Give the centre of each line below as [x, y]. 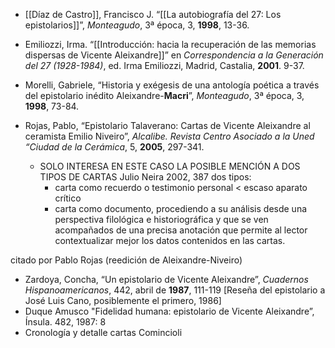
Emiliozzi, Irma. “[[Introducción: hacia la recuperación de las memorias [170, 44]
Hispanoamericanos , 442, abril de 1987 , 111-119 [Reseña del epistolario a [175, 290]
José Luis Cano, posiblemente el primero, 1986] [123, 300]
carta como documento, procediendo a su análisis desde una [181, 208]
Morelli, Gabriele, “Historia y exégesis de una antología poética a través [172, 85]
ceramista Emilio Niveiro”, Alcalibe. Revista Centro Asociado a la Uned [169, 136]
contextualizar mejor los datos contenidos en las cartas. [170, 240]
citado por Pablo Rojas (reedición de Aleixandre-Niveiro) [126, 260]
